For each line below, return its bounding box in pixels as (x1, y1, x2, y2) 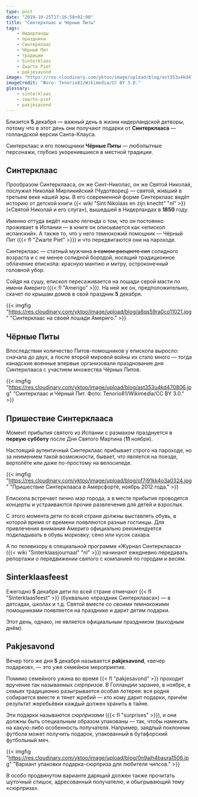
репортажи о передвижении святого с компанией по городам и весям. (6, 555, 186, 562)
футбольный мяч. (6, 736, 50, 743)
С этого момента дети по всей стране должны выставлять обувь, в (6, 512, 177, 519)
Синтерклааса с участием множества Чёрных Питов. (6, 366, 141, 373)
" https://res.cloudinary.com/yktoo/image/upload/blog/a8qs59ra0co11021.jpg (6, 308, 192, 316)
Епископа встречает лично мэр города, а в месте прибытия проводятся (6, 494, 189, 501)
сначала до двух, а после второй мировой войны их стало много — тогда (6, 353, 192, 360)
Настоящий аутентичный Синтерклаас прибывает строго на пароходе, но (6, 447, 192, 454)
